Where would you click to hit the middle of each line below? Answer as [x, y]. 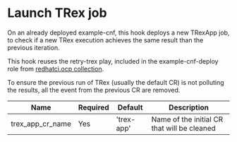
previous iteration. [34, 47]
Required [93, 107]
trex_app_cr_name [41, 124]
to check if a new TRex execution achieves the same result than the [105, 40]
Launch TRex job [57, 13]
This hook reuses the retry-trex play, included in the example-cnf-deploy [113, 61]
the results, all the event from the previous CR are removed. [94, 90]
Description [189, 107]
